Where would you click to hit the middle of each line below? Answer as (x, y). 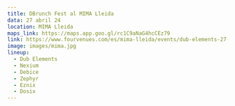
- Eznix (25, 85)
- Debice (26, 72)
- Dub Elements (36, 59)
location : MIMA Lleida (40, 26)
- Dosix (25, 91)
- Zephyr (26, 78)
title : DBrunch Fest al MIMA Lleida (60, 14)
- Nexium (26, 66)
